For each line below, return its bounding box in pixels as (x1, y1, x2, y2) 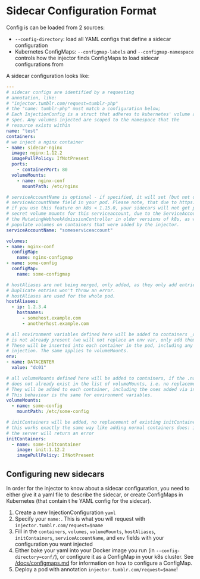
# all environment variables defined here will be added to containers (6, 331, 187, 337)
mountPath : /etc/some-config (17, 409, 89, 415)
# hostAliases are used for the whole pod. (6, 293, 116, 299)
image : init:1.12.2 (17, 447, 65, 453)
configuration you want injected (14, 540, 93, 547)
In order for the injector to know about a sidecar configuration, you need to (6, 485, 190, 492)
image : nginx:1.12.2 (11, 150, 62, 156)
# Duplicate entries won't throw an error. (6, 287, 116, 293)
